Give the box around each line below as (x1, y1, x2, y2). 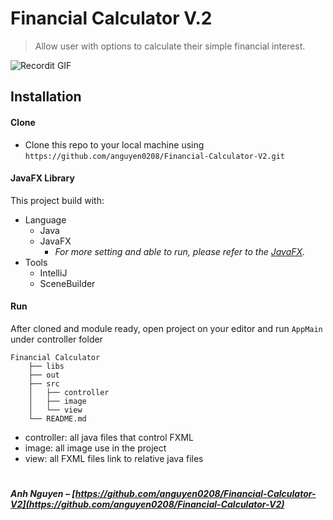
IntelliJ (39, 267, 68, 279)
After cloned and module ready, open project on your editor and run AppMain (10, 322, 323, 334)
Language (24, 213, 67, 226)
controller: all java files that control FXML (24, 431, 194, 443)
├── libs (28, 361, 65, 371)
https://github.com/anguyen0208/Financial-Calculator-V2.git (24, 151, 286, 161)
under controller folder (10, 333, 103, 345)
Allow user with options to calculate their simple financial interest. (34, 40, 306, 52)
